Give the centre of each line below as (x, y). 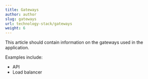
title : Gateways (22, 10)
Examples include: (24, 57)
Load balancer (27, 72)
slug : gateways (21, 19)
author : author (21, 14)
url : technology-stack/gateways (39, 24)
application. (17, 48)
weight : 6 (15, 28)
